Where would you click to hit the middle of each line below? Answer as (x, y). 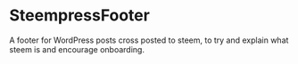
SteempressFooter (79, 16)
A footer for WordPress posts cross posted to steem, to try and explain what (149, 40)
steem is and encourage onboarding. (77, 49)
